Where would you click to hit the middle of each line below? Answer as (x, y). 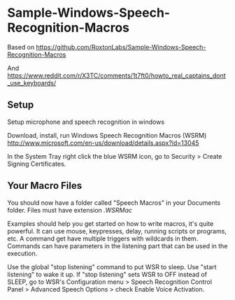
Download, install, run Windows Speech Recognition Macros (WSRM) (107, 135)
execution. (22, 253)
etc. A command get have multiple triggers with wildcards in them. (103, 238)
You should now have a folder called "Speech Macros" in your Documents (114, 202)
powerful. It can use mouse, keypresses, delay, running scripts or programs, (117, 231)
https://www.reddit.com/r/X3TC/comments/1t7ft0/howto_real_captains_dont (116, 76)
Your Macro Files (45, 186)
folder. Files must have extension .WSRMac (70, 210)
